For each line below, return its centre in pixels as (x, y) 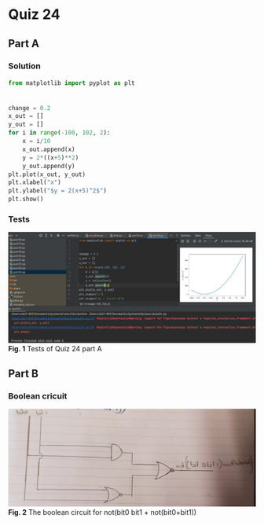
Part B (24, 374)
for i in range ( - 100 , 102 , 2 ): (59, 133)
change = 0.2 (29, 108)
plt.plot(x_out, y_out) (47, 174)
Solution (25, 66)
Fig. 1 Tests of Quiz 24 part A (55, 349)
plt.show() (26, 199)
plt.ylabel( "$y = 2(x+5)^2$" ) (58, 191)
